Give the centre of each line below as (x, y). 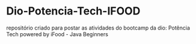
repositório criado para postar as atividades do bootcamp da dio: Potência (98, 28)
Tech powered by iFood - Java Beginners (57, 34)
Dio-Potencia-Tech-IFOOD (73, 11)
